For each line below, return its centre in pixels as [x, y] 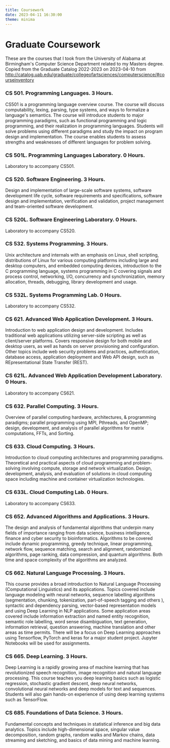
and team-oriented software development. [49, 206]
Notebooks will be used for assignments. [48, 643]
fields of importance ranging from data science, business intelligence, [78, 532]
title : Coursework [25, 10]
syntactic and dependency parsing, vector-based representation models [81, 605]
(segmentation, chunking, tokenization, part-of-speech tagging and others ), [85, 600]
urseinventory [20, 80]
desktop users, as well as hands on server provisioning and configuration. [82, 346]
